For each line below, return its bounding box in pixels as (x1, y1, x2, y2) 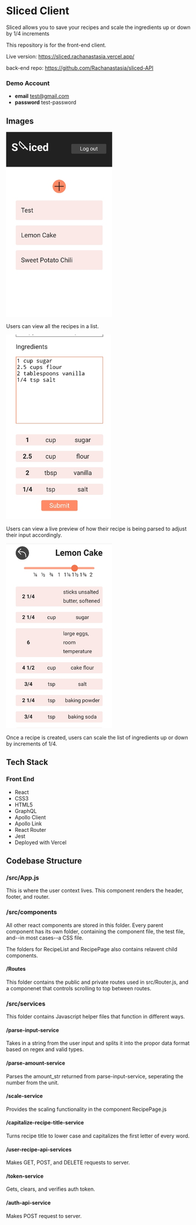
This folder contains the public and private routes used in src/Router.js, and (6, 978, 189, 986)
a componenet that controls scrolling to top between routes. (6, 984, 152, 991)
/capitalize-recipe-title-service (6, 1119, 84, 1126)
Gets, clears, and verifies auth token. (6, 1185, 95, 1192)
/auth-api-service (6, 1199, 51, 1207)
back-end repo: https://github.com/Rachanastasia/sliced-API (6, 64, 154, 72)
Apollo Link (14, 820, 42, 827)
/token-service (6, 1172, 44, 1179)
